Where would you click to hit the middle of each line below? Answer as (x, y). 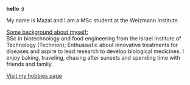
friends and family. (30, 64)
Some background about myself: (47, 32)
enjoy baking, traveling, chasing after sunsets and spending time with (93, 58)
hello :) (15, 9)
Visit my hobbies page (34, 76)
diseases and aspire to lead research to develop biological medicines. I (95, 51)
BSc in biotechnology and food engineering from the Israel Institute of (94, 38)
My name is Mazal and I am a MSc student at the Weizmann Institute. (93, 20)
